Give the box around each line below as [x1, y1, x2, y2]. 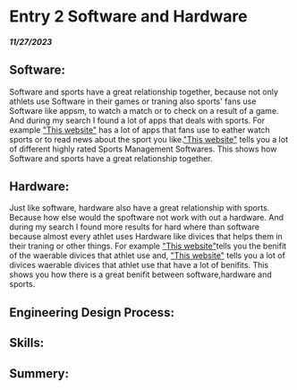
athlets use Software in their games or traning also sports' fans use [9, 96, 257, 107]
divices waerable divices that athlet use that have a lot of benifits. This [9, 260, 269, 271]
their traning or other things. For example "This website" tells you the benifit [9, 240, 287, 252]
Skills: [9, 335, 45, 351]
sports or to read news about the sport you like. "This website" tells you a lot [9, 134, 289, 144]
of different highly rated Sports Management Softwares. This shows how [9, 143, 277, 154]
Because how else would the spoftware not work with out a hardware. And [9, 212, 284, 223]
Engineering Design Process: [9, 305, 174, 320]
